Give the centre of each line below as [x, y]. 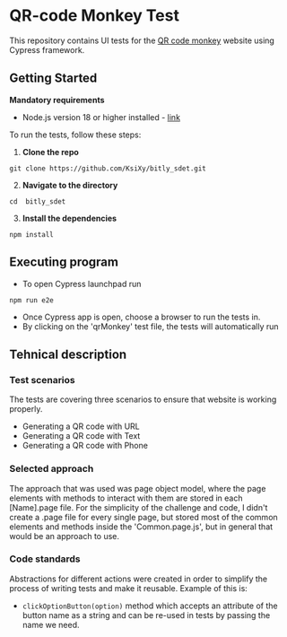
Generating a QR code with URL [81, 426]
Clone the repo [50, 152]
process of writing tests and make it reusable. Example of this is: [129, 588]
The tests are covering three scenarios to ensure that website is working [143, 399]
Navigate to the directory [70, 185]
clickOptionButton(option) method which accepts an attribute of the [150, 606]
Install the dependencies [70, 218]
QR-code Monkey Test [94, 16]
